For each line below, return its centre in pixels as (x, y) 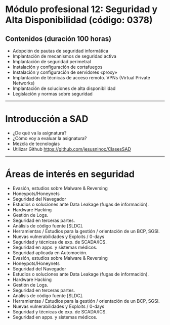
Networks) (24, 83)
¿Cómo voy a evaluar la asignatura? (50, 138)
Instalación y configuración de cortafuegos (57, 67)
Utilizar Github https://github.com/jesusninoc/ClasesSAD (72, 149)
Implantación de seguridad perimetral (52, 61)
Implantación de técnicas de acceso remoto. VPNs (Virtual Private (81, 78)
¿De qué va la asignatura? (39, 133)
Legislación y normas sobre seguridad (52, 94)
